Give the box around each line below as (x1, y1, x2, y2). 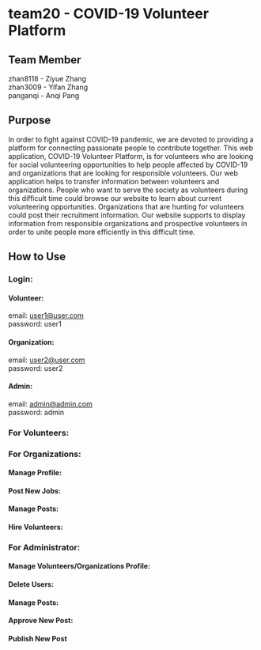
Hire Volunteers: (8, 522, 63, 531)
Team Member (8, 53, 81, 66)
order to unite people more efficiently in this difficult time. (8, 227, 195, 236)
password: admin (8, 407, 65, 417)
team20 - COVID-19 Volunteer (8, 5, 210, 23)
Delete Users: (8, 580, 54, 589)
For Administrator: (8, 542, 81, 553)
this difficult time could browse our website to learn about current (8, 193, 222, 202)
